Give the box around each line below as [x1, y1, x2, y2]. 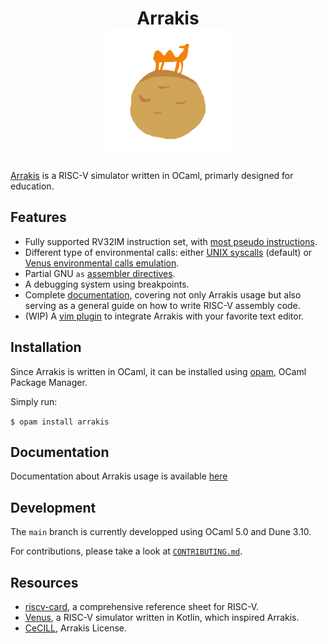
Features [10, 209, 67, 226]
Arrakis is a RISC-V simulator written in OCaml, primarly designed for [10, 169, 294, 181]
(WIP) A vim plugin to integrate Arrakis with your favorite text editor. [24, 310, 305, 322]
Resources [10, 574, 79, 591]
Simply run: [10, 395, 58, 407]
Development [10, 499, 97, 516]
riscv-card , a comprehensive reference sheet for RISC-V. [24, 601, 260, 612]
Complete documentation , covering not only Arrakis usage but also [24, 288, 302, 301]
